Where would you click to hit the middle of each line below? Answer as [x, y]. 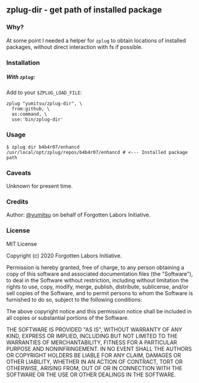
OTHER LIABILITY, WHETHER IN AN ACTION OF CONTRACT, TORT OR [94, 361]
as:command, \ [29, 114]
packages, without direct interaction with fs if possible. [75, 47]
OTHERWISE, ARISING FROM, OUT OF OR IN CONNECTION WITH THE [94, 368]
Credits [17, 202]
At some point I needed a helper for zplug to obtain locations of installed [96, 40]
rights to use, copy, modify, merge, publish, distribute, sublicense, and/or [97, 287]
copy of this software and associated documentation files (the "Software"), [100, 274]
